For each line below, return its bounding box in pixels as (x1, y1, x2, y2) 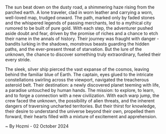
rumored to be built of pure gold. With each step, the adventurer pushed (5, 25, 153, 31)
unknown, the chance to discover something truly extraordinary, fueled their (5, 51, 161, 57)
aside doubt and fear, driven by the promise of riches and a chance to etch (5, 31, 158, 36)
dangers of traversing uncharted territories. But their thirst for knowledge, (5, 103, 156, 109)
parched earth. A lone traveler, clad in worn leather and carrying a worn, (5, 9, 153, 15)
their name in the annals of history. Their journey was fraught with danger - (5, 36, 159, 42)
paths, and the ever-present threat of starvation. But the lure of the (5, 46, 142, 52)
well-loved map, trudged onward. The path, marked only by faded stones (5, 15, 155, 20)
